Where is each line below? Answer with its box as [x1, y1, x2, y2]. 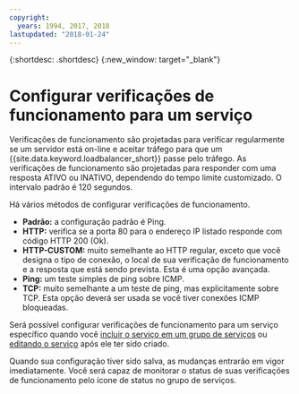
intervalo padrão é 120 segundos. [9, 182, 132, 193]
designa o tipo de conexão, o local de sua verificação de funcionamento [21, 254, 289, 265]
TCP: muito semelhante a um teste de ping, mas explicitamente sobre [21, 283, 279, 294]
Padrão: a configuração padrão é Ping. [21, 217, 167, 227]
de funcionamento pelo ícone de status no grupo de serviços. [9, 375, 237, 386]
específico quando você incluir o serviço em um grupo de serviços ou [9, 329, 268, 340]
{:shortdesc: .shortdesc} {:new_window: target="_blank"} [9, 55, 221, 65]
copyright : [9, 13, 50, 22]
